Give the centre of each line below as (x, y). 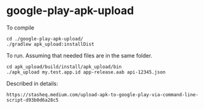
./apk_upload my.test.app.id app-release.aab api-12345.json (86, 72)
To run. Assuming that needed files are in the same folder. (79, 55)
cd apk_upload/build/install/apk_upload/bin (64, 67)
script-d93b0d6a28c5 (33, 100)
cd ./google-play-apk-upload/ (45, 39)
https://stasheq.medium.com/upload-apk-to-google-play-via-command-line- (103, 95)
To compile (21, 28)
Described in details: (32, 83)
